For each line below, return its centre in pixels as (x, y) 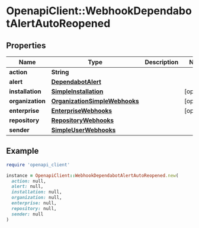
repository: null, (34, 208)
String (60, 72)
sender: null (28, 214)
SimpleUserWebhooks (84, 130)
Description (162, 62)
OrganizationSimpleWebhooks (95, 101)
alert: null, (28, 186)
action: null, (29, 181)
